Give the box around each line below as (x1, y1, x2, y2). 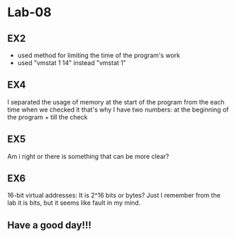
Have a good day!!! (7, 219, 92, 231)
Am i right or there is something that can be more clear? (7, 152, 169, 160)
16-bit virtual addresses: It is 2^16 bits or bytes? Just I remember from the (7, 191, 221, 200)
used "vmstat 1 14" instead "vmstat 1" (17, 59, 127, 67)
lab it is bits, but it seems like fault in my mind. (7, 198, 141, 207)
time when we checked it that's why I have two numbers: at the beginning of (7, 105, 229, 114)
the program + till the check (7, 112, 88, 121)
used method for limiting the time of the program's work (17, 51, 180, 59)
